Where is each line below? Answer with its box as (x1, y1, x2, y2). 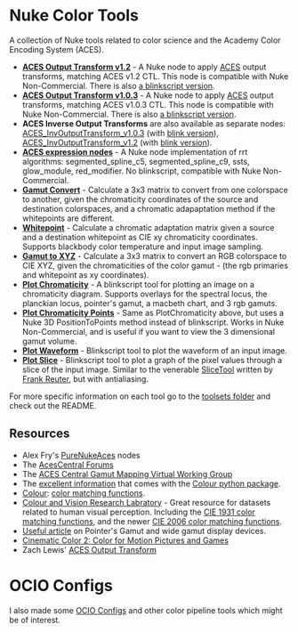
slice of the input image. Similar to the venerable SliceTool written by (21, 364, 274, 375)
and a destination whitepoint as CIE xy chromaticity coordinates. (21, 231, 258, 242)
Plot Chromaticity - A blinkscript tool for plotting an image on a (21, 279, 255, 289)
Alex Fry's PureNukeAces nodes (21, 450, 141, 460)
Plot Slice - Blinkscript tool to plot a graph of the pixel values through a (21, 354, 283, 365)
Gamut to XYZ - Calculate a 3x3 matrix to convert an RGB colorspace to (21, 250, 287, 261)
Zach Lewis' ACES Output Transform (21, 544, 157, 555)
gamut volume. (21, 336, 77, 346)
